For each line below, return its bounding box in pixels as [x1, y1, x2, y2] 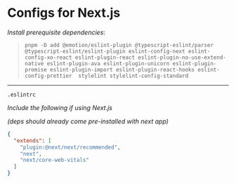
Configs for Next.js [7, 5, 121, 21]
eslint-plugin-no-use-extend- [138, 54, 226, 61]
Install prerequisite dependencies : [7, 28, 105, 36]
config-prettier [24, 72, 72, 79]
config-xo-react [24, 54, 72, 61]
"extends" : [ [13, 137, 52, 144]
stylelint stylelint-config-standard [78, 72, 189, 79]
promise [24, 66, 47, 73]
